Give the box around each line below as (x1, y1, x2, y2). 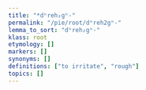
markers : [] (8, 48, 47, 56)
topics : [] (8, 70, 44, 77)
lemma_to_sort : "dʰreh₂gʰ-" (8, 26, 101, 34)
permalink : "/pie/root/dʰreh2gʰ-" (8, 19, 122, 27)
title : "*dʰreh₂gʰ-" (8, 11, 77, 20)
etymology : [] (8, 41, 55, 49)
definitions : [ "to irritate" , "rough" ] (8, 63, 140, 70)
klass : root (8, 33, 47, 41)
